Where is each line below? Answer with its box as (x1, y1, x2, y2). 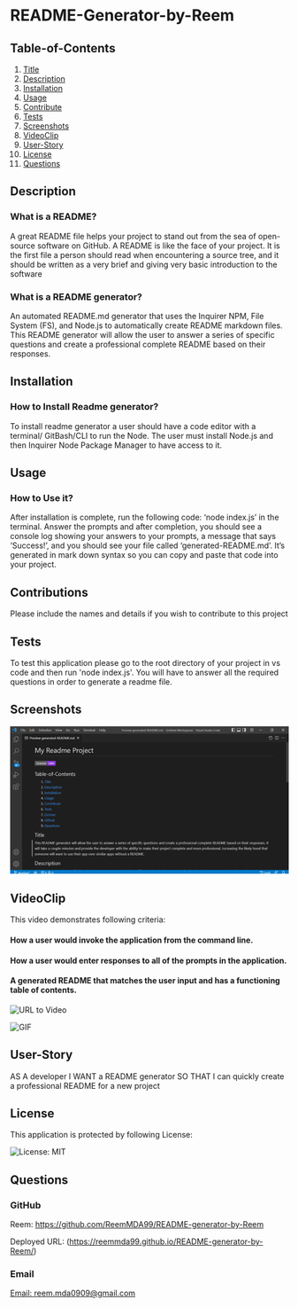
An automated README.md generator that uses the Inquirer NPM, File (10, 310, 264, 321)
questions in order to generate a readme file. (10, 676, 173, 687)
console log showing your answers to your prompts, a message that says (10, 531, 277, 542)
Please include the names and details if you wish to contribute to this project (10, 608, 288, 619)
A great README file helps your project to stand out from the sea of (10, 231, 256, 241)
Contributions (10, 584, 88, 599)
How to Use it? (10, 491, 73, 504)
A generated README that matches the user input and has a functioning (10, 975, 281, 986)
